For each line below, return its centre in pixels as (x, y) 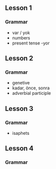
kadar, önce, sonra (31, 88)
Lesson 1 (19, 8)
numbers (21, 38)
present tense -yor (31, 43)
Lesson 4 (19, 148)
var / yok (21, 32)
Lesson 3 (19, 109)
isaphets (21, 133)
